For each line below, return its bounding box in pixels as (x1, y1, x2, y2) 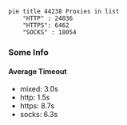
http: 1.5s (19, 92, 50, 103)
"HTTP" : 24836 (22, 14, 73, 22)
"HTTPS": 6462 (22, 21, 69, 29)
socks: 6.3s (19, 110, 58, 119)
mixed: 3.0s (19, 84, 58, 94)
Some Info (8, 46, 50, 57)
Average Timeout (8, 66, 67, 76)
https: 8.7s (19, 101, 55, 111)
